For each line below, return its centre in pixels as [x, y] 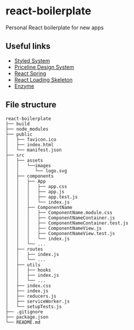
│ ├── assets [24, 160]
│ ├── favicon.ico [31, 139]
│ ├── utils [23, 265]
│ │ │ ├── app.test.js [42, 197]
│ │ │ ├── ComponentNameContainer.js [60, 218]
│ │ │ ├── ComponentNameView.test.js [60, 233]
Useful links [28, 46]
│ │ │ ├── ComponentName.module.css [59, 212]
